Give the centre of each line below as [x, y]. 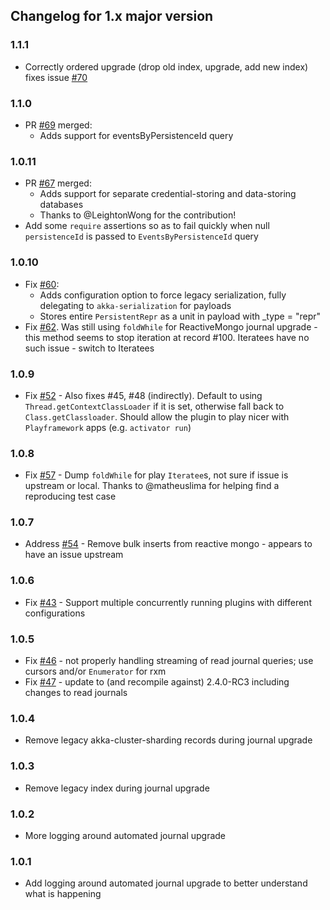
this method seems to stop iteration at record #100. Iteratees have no [167, 337]
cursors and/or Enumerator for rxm [95, 671]
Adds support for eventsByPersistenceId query [136, 135]
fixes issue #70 [56, 77]
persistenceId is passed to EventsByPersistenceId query [141, 236]
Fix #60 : [42, 284]
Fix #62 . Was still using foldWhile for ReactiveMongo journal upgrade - [171, 326]
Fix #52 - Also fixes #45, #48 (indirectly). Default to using [143, 395]
